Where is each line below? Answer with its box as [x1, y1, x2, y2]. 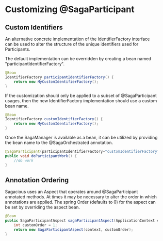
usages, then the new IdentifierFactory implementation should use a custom [5, 97, 157, 103]
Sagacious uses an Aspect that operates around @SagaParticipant [5, 189, 138, 195]
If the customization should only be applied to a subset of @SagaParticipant [5, 93, 157, 98]
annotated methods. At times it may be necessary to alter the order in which [5, 194, 157, 200]
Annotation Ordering [5, 176, 69, 184]
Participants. [5, 47, 31, 52]
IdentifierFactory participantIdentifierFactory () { [5, 75, 114, 80]
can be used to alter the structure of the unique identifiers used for [5, 41, 139, 47]
